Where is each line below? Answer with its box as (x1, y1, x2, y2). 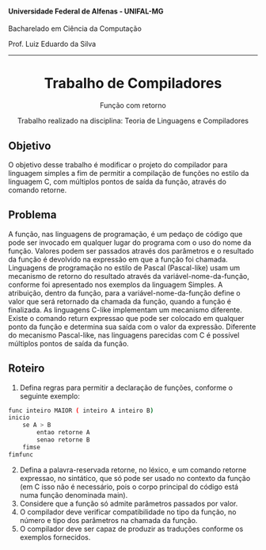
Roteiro (8, 361, 45, 376)
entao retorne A (36, 429, 90, 437)
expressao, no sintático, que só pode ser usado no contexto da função (19, 473, 251, 483)
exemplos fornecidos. (19, 532, 91, 542)
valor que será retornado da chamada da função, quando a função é (8, 296, 232, 306)
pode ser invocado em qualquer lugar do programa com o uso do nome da (8, 238, 252, 247)
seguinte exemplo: (19, 391, 81, 400)
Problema (8, 208, 57, 222)
